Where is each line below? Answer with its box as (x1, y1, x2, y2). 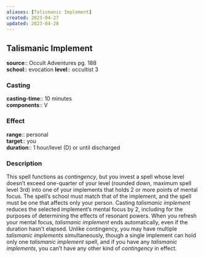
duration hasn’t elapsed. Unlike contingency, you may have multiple (6, 225, 178, 233)
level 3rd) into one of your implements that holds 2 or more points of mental (6, 186, 198, 194)
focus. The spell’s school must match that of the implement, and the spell (6, 192, 192, 200)
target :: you (6, 137, 37, 145)
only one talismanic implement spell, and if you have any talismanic (6, 238, 178, 246)
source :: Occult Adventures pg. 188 (6, 59, 97, 67)
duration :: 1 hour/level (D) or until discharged (6, 143, 120, 151)
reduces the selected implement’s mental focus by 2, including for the (6, 206, 183, 213)
